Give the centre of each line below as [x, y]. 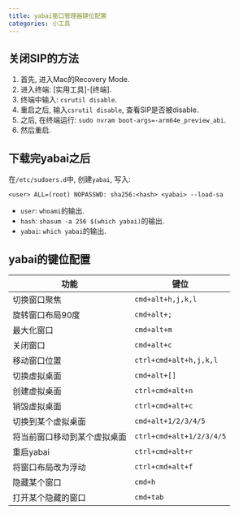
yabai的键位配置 [50, 259]
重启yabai [31, 451]
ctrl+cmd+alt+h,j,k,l [176, 360]
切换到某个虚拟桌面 [50, 421]
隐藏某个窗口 [37, 482]
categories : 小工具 [39, 24]
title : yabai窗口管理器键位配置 [58, 16]
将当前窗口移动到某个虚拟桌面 [70, 437]
